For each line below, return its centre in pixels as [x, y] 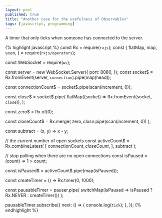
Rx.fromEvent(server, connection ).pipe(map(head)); [58, 77]
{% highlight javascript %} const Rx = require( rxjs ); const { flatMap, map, [81, 47]
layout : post [19, 10]
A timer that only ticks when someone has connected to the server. [74, 38]
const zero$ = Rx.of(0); [29, 112]
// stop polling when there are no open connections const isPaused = [76, 156]
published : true [22, 14]
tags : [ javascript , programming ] [40, 24]
